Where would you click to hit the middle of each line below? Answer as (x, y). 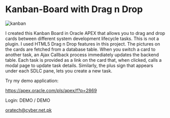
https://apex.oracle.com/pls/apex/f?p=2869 (51, 90)
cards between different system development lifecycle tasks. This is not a (82, 38)
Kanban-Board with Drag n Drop (74, 9)
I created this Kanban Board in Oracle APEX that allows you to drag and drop (85, 33)
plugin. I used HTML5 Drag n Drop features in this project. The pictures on (83, 44)
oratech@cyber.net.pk (29, 110)
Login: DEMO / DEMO (28, 100)
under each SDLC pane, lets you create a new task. (59, 71)
